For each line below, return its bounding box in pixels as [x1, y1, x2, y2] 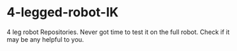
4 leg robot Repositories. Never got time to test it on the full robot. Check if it [6, 28, 230, 36]
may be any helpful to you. [6, 35, 84, 43]
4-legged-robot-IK [6, 4, 119, 21]
